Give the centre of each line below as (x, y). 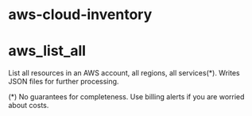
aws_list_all (47, 51)
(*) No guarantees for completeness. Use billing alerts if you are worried (126, 97)
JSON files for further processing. (64, 82)
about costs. (29, 106)
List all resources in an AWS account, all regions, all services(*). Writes (124, 73)
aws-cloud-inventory (80, 15)
